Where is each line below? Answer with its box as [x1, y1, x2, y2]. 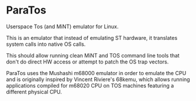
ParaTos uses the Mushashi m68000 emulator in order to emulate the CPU [6, 69, 187, 76]
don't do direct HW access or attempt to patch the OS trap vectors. [6, 58, 169, 65]
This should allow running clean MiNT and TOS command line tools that [6, 52, 180, 59]
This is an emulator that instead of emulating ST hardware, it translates [6, 34, 178, 41]
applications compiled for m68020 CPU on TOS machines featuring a [6, 82, 174, 89]
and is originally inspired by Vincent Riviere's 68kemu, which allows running [6, 76, 190, 83]
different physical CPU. [6, 88, 62, 95]
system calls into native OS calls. [6, 41, 86, 48]
